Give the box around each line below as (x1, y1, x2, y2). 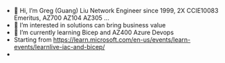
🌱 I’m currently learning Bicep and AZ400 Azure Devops (13, 28, 174, 36)
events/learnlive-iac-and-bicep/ (13, 43, 105, 51)
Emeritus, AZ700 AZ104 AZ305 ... (13, 14, 109, 22)
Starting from (13, 36, 52, 44)
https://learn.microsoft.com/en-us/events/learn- (53, 36, 191, 44)
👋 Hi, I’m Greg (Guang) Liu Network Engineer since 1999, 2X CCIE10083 (13, 7, 219, 14)
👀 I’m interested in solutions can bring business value (13, 21, 166, 29)
